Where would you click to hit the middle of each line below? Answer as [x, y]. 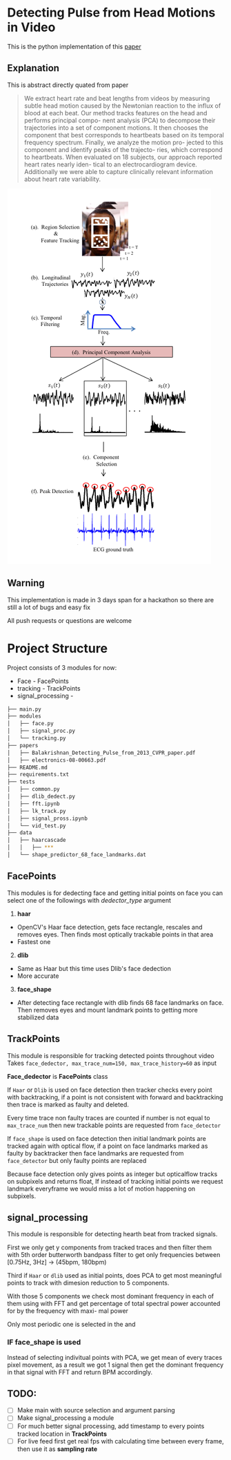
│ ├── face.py [30, 724]
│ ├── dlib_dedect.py [41, 796]
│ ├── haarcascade [37, 841]
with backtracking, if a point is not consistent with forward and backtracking [115, 1097]
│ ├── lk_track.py [37, 811]
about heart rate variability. [62, 179]
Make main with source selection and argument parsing [96, 1410]
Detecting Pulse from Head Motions [111, 13]
